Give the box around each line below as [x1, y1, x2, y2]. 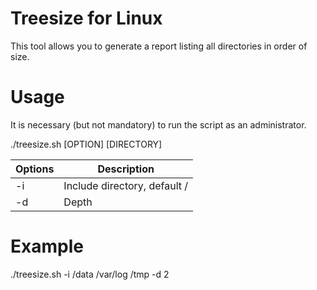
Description [97, 162, 155, 176]
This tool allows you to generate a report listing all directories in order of [10, 40, 308, 52]
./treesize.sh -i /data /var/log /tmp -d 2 [10, 268, 170, 280]
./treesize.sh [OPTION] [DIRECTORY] [10, 138, 163, 150]
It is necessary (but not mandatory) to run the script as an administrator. [10, 118, 307, 131]
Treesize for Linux [10, 7, 163, 30]
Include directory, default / [63, 178, 189, 192]
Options [15, 162, 55, 176]
